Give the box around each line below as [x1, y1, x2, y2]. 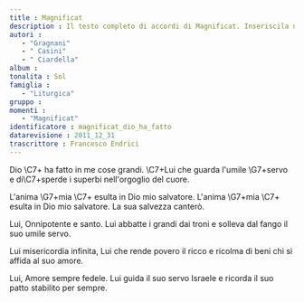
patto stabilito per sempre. [9, 282, 108, 293]
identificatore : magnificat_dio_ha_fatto [9, 123, 172, 132]
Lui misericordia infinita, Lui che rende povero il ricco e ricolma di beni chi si [9, 245, 293, 256]
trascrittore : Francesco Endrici [9, 139, 140, 148]
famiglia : [9, 80, 51, 90]
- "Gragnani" [21, 38, 71, 48]
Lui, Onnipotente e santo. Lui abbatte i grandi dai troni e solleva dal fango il [9, 218, 288, 229]
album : [9, 64, 39, 73]
